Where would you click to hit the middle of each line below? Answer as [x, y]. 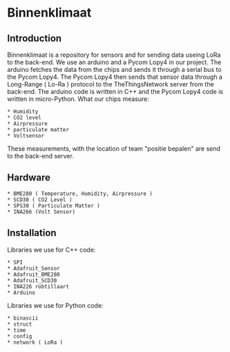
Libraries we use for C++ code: [51, 250]
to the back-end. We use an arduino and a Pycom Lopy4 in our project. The [114, 62]
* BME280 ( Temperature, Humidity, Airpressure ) [80, 194]
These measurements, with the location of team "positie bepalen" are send [114, 149]
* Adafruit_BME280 [33, 275]
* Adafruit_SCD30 [32, 280]
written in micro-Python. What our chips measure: [78, 99]
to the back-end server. [40, 156]
